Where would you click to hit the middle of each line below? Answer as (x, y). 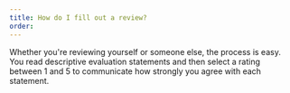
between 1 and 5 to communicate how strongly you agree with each (136, 71)
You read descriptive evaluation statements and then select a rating (135, 61)
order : (22, 26)
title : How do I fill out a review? (78, 18)
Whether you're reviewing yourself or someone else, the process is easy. (145, 51)
